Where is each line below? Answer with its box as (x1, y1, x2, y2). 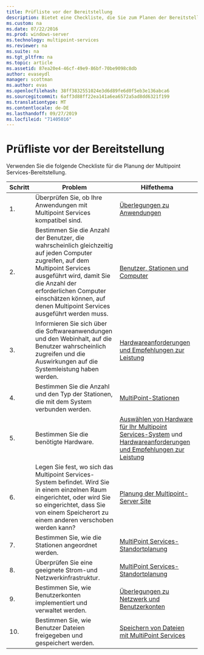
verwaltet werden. (35, 606, 87, 615)
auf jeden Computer (35, 249, 93, 257)
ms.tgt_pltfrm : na (6, 54, 53, 60)
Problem (61, 183, 87, 192)
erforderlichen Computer (35, 287, 106, 295)
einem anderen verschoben (35, 516, 114, 524)
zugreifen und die (35, 350, 86, 358)
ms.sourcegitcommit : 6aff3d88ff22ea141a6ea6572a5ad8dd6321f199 (6, 93, 170, 100)
